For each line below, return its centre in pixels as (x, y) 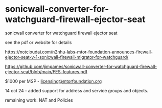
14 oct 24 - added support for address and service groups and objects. (77, 90)
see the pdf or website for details (38, 42)
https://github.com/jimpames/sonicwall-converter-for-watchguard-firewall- (81, 66)
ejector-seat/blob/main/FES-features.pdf (46, 71)
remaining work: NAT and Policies (39, 100)
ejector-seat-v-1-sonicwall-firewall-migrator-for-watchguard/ (67, 57)
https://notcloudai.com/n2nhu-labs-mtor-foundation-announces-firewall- (79, 52)
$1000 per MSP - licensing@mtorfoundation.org (53, 81)
